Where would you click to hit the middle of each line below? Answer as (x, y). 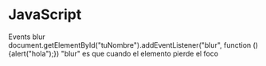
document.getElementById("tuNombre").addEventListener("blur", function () (133, 45)
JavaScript (45, 15)
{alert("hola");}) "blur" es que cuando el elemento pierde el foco (113, 53)
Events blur (27, 37)
